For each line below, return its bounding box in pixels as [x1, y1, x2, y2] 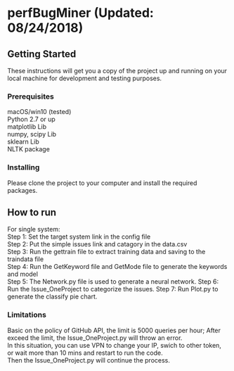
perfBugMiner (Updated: [7, 5, 155, 21]
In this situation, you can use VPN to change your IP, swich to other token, [7, 341, 221, 349]
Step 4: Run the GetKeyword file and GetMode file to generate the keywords [7, 263, 228, 271]
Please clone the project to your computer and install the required [7, 178, 197, 187]
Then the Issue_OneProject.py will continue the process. [7, 356, 171, 364]
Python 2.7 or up [7, 115, 56, 124]
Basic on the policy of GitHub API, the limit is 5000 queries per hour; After [7, 326, 221, 334]
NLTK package [7, 145, 51, 153]
